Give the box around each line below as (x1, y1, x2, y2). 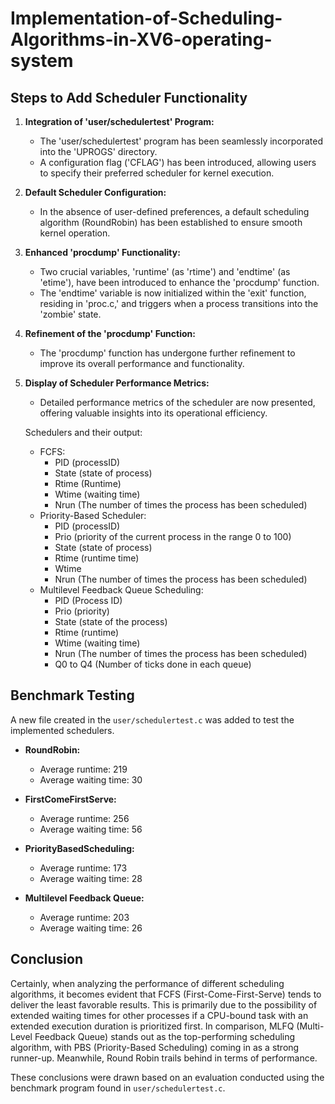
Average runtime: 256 (39, 812, 130, 824)
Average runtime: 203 (39, 911, 130, 923)
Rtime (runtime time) (54, 552, 140, 564)
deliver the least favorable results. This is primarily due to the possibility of (10, 998, 318, 1011)
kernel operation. (39, 227, 111, 239)
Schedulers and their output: (24, 427, 143, 438)
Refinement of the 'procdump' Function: (24, 328, 196, 339)
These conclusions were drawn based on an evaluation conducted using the (10, 1071, 325, 1083)
